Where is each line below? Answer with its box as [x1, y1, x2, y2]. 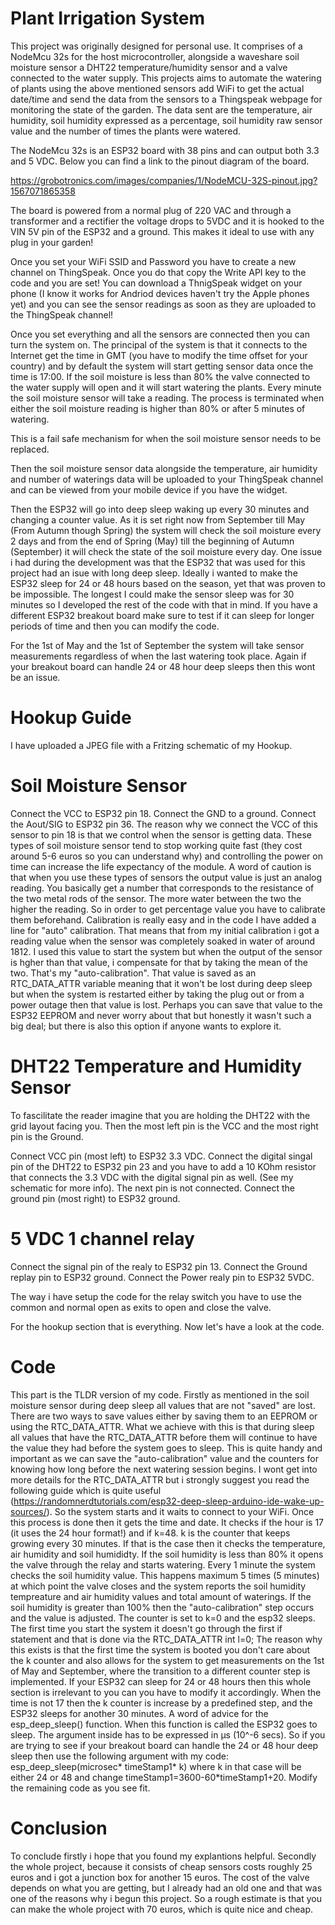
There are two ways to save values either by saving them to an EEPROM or [10, 1410, 318, 1422]
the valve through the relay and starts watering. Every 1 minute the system [10, 1558, 316, 1571]
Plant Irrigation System [10, 7, 205, 30]
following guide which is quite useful [10, 1484, 162, 1496]
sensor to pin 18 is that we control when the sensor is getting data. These [10, 828, 312, 841]
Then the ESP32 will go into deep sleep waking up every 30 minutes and [10, 503, 310, 515]
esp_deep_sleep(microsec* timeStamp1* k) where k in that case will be [10, 1760, 302, 1772]
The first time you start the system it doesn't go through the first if [10, 1622, 283, 1634]
